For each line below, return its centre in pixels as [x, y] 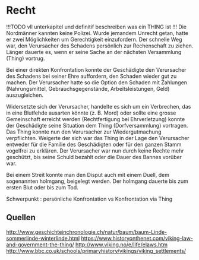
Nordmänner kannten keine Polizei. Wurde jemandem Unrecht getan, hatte [97, 33]
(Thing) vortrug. [26, 58]
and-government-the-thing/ [40, 245]
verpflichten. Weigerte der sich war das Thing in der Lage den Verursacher [98, 138]
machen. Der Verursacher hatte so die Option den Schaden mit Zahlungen [97, 82]
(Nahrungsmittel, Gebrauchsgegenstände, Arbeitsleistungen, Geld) [88, 88]
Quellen [21, 218]
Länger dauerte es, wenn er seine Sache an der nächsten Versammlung [94, 52]
